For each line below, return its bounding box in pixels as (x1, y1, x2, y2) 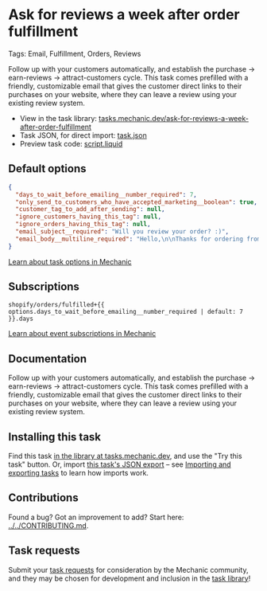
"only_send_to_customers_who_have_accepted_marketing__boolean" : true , (15, 198, 258, 206)
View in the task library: (19, 113, 98, 123)
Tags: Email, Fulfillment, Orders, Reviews (8, 49, 141, 58)
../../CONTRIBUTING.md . (8, 520, 89, 530)
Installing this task (8, 430, 102, 444)
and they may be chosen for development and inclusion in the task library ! (8, 573, 251, 583)
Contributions (8, 491, 79, 505)
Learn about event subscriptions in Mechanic (8, 329, 157, 339)
